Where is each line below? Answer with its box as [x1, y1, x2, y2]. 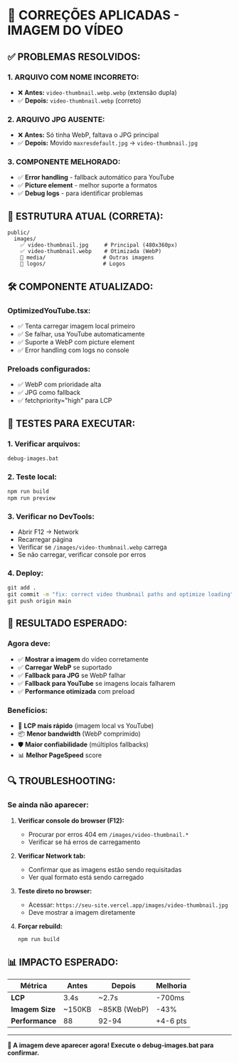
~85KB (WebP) [98, 1005, 149, 1015]
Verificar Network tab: [17, 851, 86, 860]
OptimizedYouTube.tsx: [7, 305, 91, 315]
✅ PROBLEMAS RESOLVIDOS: [7, 51, 141, 63]
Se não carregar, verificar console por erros [17, 550, 147, 559]
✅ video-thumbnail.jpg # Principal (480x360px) [20, 242, 178, 249]
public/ [7, 229, 31, 237]
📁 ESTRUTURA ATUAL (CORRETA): [7, 210, 164, 222]
